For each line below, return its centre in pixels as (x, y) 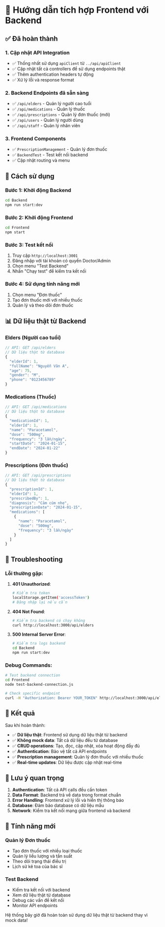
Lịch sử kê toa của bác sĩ (37, 866)
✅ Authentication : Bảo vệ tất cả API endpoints (59, 751)
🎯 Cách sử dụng (30, 176)
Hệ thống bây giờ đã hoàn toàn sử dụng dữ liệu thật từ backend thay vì (77, 915)
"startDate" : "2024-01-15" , (38, 444)
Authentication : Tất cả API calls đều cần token (60, 790)
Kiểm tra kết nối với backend (41, 890)
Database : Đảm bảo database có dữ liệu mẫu (58, 806)
